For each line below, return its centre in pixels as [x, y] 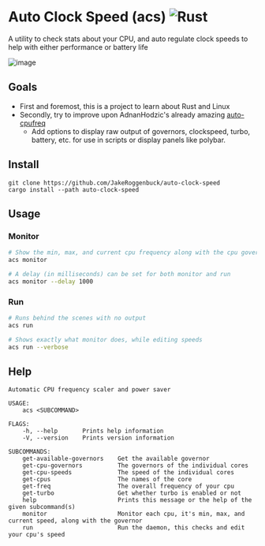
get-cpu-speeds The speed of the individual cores [129, 473]
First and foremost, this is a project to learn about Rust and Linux [125, 106]
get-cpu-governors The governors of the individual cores [135, 466]
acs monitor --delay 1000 [50, 281]
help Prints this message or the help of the [137, 500]
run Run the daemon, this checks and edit [134, 528]
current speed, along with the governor [76, 521]
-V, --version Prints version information [99, 438]
